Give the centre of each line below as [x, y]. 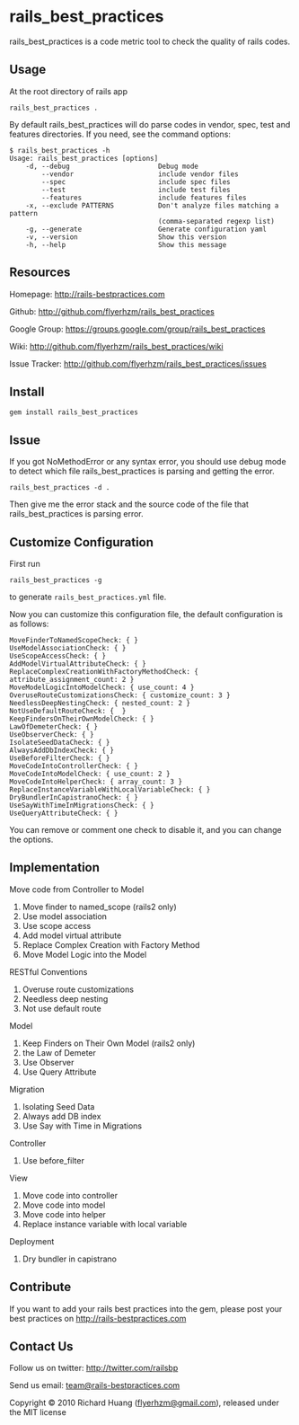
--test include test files [136, 190]
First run [25, 564]
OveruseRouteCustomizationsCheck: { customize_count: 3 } [120, 695]
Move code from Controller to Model [77, 889]
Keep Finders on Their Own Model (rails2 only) [109, 1043]
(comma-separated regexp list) [216, 221]
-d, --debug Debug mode [112, 166]
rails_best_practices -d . [60, 488]
